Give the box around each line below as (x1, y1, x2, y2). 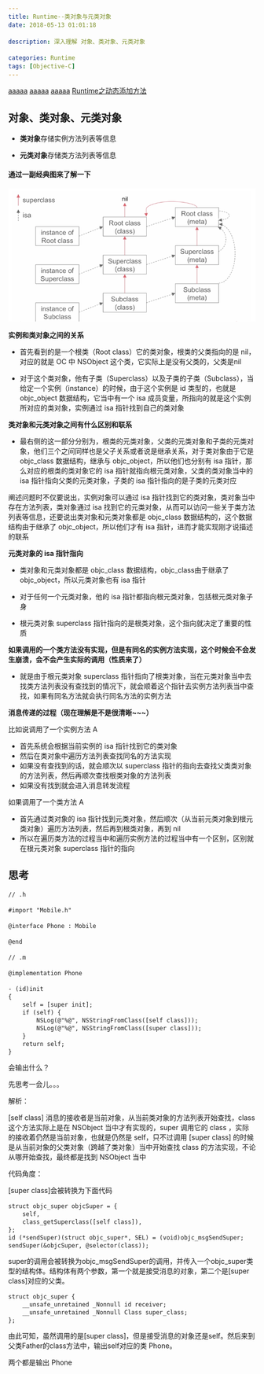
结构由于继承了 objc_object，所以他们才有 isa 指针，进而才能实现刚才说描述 (8, 521, 254, 531)
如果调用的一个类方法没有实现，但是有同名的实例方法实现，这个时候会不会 (8, 645, 249, 654)
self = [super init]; (22, 1001, 93, 1009)
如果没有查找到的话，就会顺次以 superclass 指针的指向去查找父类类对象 (19, 761, 252, 770)
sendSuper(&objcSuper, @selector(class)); (8, 1242, 149, 1250)
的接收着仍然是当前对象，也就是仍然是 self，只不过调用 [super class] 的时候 (8, 1133, 254, 1142)
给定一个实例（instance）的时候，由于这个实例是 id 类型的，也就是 (19, 383, 236, 392)
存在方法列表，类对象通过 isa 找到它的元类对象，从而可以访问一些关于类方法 (8, 502, 255, 511)
